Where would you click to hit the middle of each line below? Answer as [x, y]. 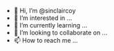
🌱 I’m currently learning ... [50, 25]
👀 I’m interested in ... [43, 18]
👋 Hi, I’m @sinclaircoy [45, 11]
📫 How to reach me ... [46, 40]
